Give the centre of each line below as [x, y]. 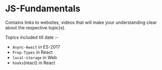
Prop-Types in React [33, 52]
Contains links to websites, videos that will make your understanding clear [81, 22]
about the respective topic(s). [36, 27]
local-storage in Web [35, 57]
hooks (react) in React [34, 63]
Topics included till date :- [32, 37]
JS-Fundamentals [43, 9]
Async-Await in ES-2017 [36, 47]
